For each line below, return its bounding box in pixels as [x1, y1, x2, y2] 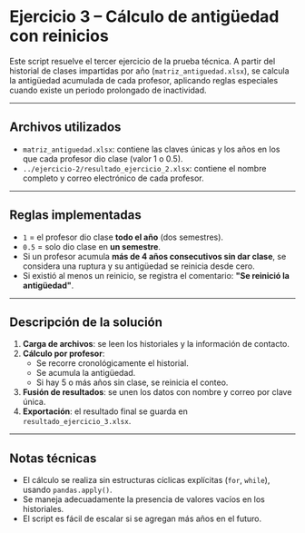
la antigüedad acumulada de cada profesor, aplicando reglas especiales [9, 74, 279, 85]
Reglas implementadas [9, 207, 143, 223]
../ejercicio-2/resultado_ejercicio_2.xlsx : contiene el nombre [22, 163, 267, 173]
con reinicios [9, 25, 109, 46]
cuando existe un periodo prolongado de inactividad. [9, 84, 207, 95]
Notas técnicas [9, 450, 97, 466]
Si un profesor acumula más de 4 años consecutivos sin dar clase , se [22, 251, 287, 262]
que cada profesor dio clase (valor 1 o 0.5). [22, 153, 183, 164]
